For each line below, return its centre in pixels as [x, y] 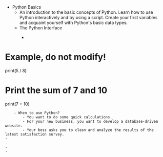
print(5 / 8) [16, 70]
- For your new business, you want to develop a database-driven [91, 121]
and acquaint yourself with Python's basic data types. [73, 22]
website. [14, 126]
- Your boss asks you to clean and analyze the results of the [88, 130]
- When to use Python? [37, 113]
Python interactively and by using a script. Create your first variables [88, 17]
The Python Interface [41, 28]
